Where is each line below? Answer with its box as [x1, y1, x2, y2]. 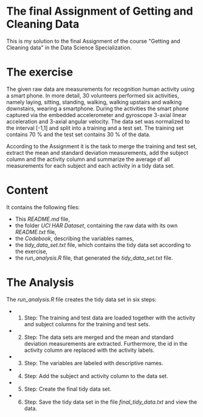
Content [6, 184, 49, 198]
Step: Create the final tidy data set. [24, 385, 112, 393]
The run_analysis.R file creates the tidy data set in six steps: [6, 296, 157, 303]
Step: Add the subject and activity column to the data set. [24, 372, 168, 379]
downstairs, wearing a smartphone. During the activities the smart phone [6, 105, 189, 112]
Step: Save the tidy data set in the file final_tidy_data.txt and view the [24, 398, 198, 405]
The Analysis [6, 276, 74, 289]
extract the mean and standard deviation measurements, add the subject [6, 149, 188, 156]
